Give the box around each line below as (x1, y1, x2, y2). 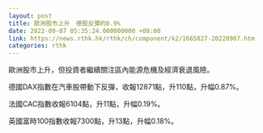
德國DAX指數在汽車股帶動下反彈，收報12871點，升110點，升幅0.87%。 (8, 82, 244, 92)
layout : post (8, 11, 53, 20)
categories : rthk (8, 42, 67, 50)
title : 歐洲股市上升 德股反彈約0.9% (8, 19, 121, 27)
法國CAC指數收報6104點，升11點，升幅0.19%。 (8, 99, 165, 109)
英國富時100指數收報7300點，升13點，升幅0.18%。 (8, 116, 179, 126)
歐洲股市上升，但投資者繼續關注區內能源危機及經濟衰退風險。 (8, 65, 214, 75)
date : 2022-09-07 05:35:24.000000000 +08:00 (8, 27, 161, 35)
